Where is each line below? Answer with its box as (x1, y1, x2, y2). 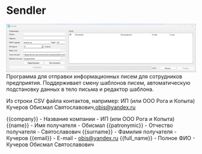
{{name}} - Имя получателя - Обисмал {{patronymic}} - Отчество (6, 122, 173, 129)
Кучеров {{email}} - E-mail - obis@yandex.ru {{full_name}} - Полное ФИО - (6, 135, 195, 142)
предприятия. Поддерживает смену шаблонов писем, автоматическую (6, 79, 191, 87)
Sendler (6, 4, 46, 17)
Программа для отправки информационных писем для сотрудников (6, 73, 182, 80)
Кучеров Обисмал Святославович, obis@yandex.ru (6, 103, 136, 111)
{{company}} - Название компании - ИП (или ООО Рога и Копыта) (6, 115, 175, 123)
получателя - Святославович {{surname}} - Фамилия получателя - (6, 128, 177, 135)
